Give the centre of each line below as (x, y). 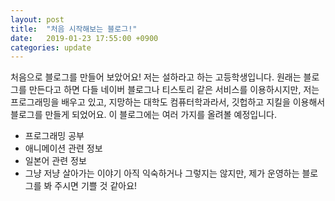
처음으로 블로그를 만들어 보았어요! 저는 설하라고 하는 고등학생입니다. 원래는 (156, 77)
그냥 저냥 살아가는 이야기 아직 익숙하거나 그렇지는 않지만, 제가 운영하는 (162, 173)
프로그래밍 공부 (54, 136)
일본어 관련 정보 (55, 161)
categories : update (51, 47)
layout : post (37, 19)
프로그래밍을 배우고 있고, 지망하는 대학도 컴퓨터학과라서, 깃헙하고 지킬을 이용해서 (168, 102)
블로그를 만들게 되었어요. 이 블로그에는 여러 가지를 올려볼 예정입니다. (143, 115)
